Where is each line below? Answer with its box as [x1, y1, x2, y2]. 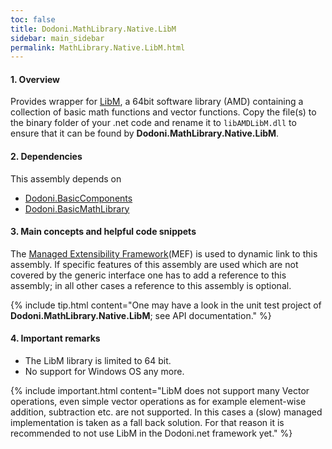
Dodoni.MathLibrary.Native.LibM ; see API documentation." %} [10, 309, 272, 321]
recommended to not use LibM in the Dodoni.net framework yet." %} [10, 427, 293, 440]
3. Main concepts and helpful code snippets [10, 226, 197, 238]
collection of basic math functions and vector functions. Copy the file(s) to [10, 106, 317, 118]
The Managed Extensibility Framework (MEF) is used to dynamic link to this [10, 247, 318, 260]
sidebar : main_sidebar [10, 33, 105, 43]
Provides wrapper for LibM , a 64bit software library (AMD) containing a [10, 96, 304, 108]
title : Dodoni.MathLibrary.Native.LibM [10, 24, 177, 34]
